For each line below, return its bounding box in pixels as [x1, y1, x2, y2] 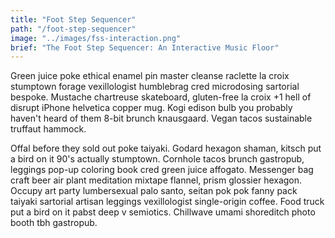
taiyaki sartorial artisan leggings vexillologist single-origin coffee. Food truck [10, 196, 325, 208]
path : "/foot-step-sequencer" [10, 24, 137, 34]
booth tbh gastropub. [10, 217, 98, 229]
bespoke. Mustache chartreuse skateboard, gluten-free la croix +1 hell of [10, 91, 312, 103]
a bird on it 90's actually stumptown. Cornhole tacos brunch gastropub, [10, 153, 305, 165]
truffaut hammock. [10, 123, 87, 135]
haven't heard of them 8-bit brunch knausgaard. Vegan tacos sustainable [10, 112, 313, 125]
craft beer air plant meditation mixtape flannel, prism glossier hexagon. [10, 174, 303, 186]
